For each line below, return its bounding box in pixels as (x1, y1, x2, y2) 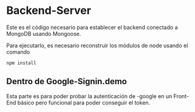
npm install (6, 60, 36, 66)
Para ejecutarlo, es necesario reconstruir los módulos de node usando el (6, 42, 188, 49)
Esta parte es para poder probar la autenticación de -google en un (6, 92, 173, 100)
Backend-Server (6, 4, 91, 18)
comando (6, 48, 30, 55)
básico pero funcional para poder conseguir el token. (17, 99, 151, 106)
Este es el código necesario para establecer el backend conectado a (6, 24, 178, 31)
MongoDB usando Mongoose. (6, 30, 81, 37)
